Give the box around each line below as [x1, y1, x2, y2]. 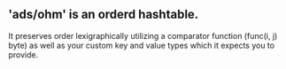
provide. [8, 49, 39, 60]
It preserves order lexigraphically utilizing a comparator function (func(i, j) [8, 30, 278, 41]
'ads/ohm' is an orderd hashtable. [8, 7, 199, 22]
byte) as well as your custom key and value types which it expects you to [8, 40, 275, 50]
